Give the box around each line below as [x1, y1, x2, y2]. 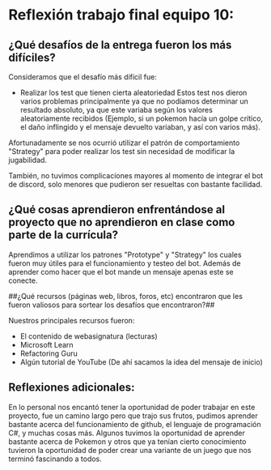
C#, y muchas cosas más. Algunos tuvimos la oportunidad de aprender [8, 428, 245, 438]
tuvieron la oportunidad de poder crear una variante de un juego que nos [8, 445, 252, 455]
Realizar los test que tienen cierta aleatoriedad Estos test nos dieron [19, 88, 248, 97]
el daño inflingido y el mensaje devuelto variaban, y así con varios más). [19, 122, 260, 131]
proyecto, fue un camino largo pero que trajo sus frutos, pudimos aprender [8, 411, 258, 421]
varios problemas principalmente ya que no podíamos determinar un [19, 96, 249, 106]
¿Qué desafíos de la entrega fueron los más [8, 38, 232, 52]
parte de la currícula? [8, 229, 119, 242]
